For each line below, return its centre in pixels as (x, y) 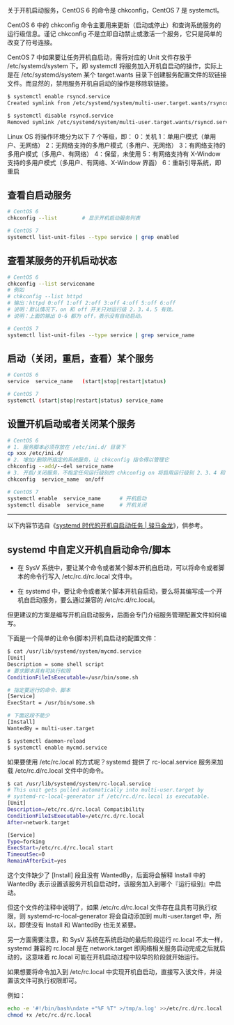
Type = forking (26, 842)
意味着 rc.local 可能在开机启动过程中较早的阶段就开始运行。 (117, 957)
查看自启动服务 (39, 195)
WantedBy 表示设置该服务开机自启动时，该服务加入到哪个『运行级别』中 (111, 884)
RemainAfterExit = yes (37, 861)
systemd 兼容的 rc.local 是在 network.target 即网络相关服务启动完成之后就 (113, 948)
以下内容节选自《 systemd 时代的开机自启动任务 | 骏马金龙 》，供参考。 (107, 525)
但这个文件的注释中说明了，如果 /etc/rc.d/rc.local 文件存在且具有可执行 (109, 907)
